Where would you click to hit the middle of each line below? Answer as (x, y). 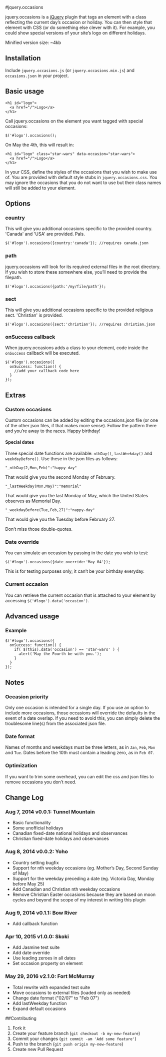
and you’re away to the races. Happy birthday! (53, 431)
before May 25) (28, 884)
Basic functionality (31, 823)
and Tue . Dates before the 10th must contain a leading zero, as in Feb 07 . (79, 753)
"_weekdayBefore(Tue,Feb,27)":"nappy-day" (50, 510)
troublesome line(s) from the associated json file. (56, 724)
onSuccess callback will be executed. (42, 353)
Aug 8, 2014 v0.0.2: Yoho (37, 851)
